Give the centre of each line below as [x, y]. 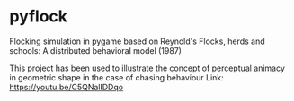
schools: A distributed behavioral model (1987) [96, 50]
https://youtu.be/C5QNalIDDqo [67, 87]
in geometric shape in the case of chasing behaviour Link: [117, 77]
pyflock [39, 17]
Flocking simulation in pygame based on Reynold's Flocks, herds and [137, 41]
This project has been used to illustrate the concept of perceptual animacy [147, 68]
